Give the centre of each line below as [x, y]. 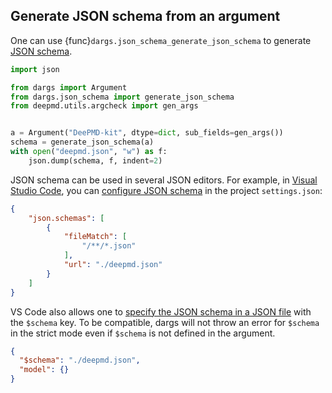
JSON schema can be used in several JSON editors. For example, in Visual [164, 180]
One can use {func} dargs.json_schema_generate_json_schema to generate [161, 40]
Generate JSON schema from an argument [145, 16]
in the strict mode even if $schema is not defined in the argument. [143, 333]
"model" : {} [44, 370]
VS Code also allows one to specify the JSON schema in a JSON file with [161, 311]
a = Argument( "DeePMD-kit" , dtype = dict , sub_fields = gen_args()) [147, 133]
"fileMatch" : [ [95, 237]
